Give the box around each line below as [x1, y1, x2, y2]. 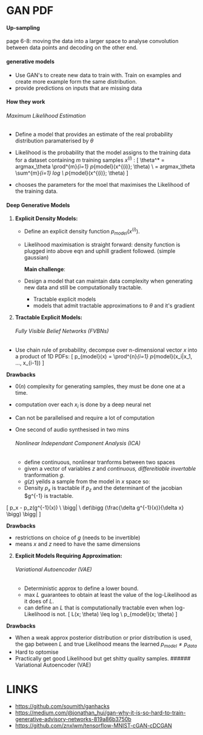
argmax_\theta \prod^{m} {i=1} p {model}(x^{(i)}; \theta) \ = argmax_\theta [15, 163, 195, 170]
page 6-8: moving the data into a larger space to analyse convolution [6, 38, 179, 45]
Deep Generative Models [6, 201, 70, 209]
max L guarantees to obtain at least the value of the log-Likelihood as [24, 591, 198, 598]
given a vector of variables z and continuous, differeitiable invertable [24, 465, 196, 472]
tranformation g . [24, 471, 65, 478]
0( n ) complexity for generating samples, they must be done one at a [15, 383, 185, 390]
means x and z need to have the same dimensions [15, 540, 141, 548]
